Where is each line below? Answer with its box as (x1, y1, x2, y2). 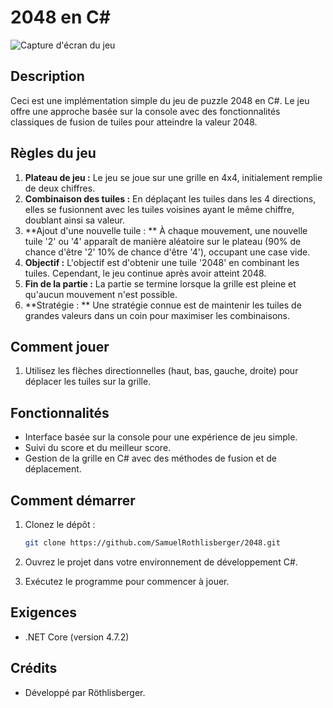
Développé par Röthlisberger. (24, 686, 146, 698)
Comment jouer (10, 338, 110, 355)
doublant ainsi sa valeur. (24, 214, 126, 226)
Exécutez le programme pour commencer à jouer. (24, 575, 230, 587)
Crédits (10, 660, 58, 677)
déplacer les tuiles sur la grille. (24, 376, 152, 388)
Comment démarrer (10, 492, 136, 509)
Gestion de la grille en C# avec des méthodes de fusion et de (24, 452, 277, 465)
